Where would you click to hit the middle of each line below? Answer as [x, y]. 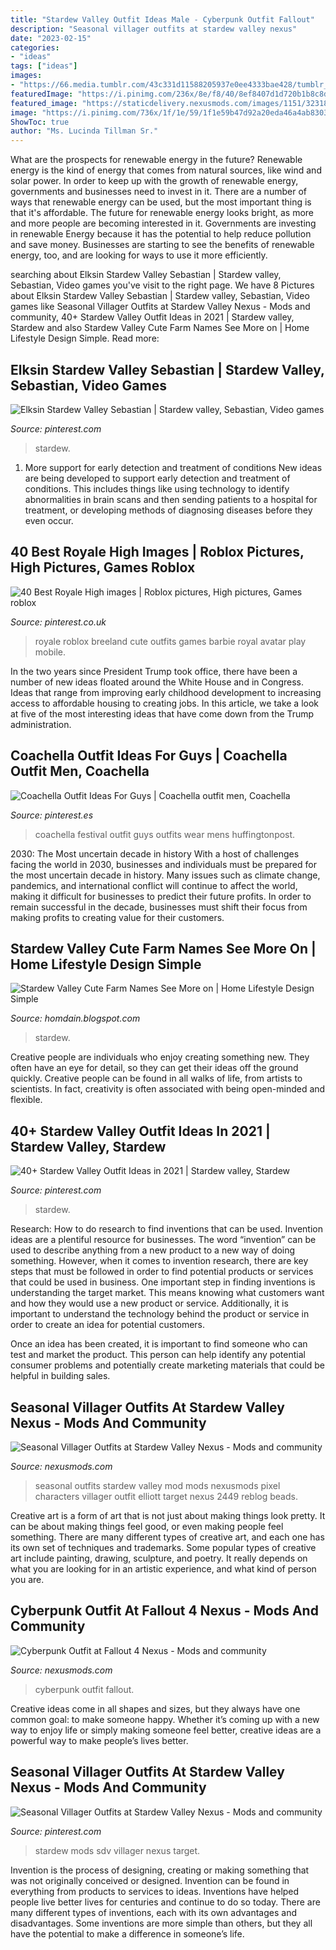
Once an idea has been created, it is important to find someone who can [159, 1344]
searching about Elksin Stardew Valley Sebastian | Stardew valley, [146, 275]
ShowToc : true [40, 122]
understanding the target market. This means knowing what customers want [167, 1293]
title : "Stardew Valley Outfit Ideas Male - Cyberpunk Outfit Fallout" [162, 19]
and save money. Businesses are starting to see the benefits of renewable [162, 245]
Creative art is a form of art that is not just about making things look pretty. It [168, 1515]
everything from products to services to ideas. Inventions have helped [155, 1891]
